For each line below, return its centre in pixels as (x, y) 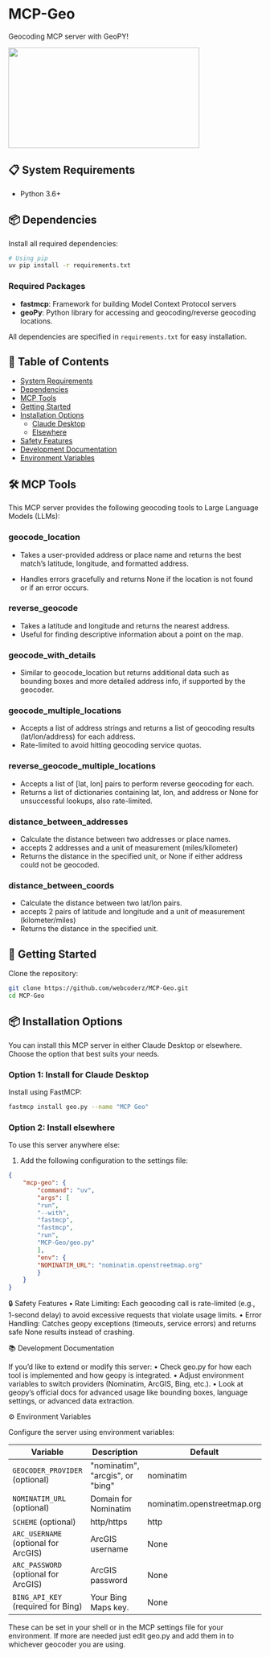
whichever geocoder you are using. (67, 1645)
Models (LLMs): (34, 517)
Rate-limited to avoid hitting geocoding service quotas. (111, 745)
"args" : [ (53, 1197)
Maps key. (110, 1608)
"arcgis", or (112, 1476)
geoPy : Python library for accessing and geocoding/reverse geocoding (138, 312)
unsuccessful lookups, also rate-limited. (86, 801)
